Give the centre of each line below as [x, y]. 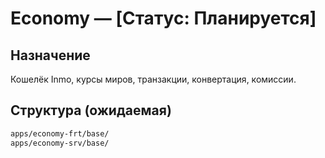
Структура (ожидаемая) [91, 110]
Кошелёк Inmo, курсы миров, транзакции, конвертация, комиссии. [153, 79]
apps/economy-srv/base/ [60, 143]
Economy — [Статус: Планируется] [163, 18]
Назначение [50, 55]
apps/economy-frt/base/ [60, 133]
